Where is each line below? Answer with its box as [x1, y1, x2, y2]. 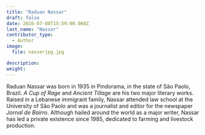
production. [6, 121, 36, 129]
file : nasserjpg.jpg [12, 49, 64, 55]
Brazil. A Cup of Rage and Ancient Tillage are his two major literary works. [6, 89, 194, 96]
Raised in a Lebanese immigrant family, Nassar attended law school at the [6, 96, 193, 103]
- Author [12, 37, 34, 44]
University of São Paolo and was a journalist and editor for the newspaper [6, 102, 193, 109]
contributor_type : [6, 32, 53, 38]
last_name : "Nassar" [6, 26, 60, 33]
